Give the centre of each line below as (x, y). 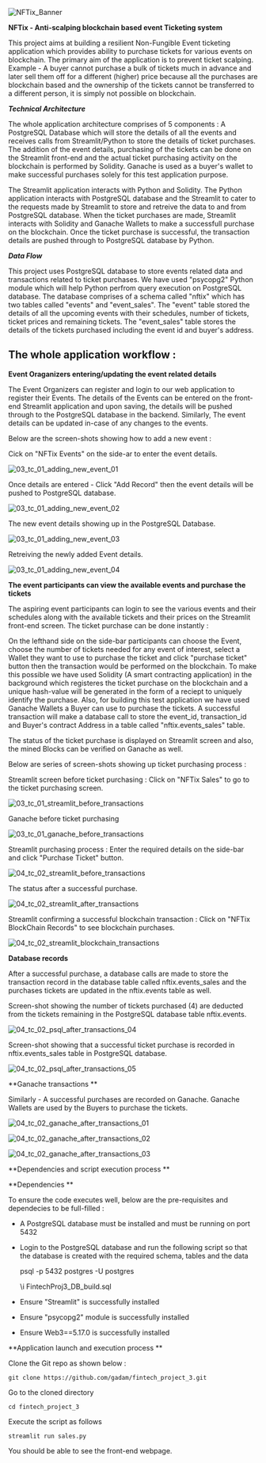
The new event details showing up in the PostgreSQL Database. (112, 524)
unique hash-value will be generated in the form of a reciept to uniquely (125, 691)
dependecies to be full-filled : (56, 1208)
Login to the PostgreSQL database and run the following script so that (133, 1247)
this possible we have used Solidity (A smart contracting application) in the (130, 674)
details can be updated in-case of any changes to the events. (108, 423)
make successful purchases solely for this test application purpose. (118, 175)
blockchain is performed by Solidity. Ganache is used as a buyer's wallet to (131, 166)
